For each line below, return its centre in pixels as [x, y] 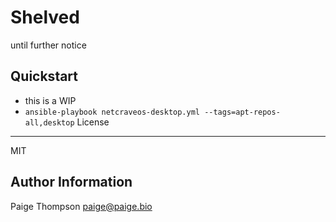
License [93, 122]
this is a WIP [50, 100]
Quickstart [44, 76]
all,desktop [49, 122]
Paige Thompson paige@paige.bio [81, 206]
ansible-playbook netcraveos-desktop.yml [112, 112]
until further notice [48, 45]
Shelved [45, 17]
